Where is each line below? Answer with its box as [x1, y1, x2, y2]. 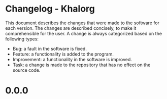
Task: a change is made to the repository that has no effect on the [12, 62, 151, 68]
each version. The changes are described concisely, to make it [5, 25, 137, 31]
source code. [12, 67, 41, 73]
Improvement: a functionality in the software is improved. [12, 56, 132, 62]
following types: [5, 36, 39, 42]
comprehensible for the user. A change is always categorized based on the [5, 30, 162, 36]
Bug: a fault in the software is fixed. [12, 45, 87, 52]
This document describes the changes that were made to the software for [5, 20, 160, 26]
